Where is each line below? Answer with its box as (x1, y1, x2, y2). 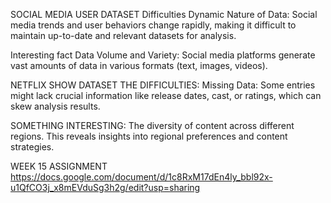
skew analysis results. (10, 100, 101, 112)
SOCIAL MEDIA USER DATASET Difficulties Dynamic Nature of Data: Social (10, 9, 318, 20)
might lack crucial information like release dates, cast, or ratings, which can (10, 90, 322, 101)
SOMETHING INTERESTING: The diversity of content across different (10, 120, 295, 131)
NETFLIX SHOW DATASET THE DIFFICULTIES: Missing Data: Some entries (10, 79, 316, 91)
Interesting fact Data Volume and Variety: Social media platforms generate (10, 49, 316, 61)
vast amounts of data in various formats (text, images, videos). (10, 60, 268, 71)
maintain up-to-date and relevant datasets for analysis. (10, 30, 237, 41)
